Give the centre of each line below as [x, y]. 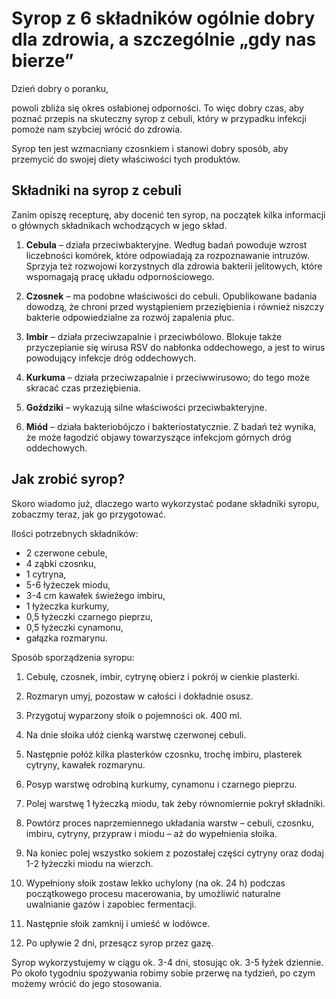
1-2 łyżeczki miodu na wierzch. [89, 863]
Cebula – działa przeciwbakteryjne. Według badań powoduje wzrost [166, 244]
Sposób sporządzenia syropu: [73, 657]
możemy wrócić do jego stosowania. [87, 983]
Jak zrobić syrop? [68, 479]
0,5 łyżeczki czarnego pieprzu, [89, 616]
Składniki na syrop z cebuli [96, 190]
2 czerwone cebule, [66, 553]
